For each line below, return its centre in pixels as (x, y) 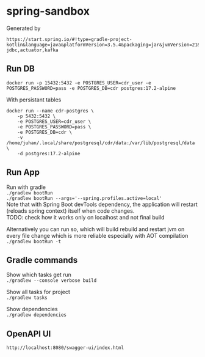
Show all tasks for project (38, 292)
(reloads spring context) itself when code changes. (70, 211)
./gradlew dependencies (37, 315)
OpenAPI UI (29, 333)
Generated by (23, 28)
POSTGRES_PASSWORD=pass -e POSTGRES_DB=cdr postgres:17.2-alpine (91, 88)
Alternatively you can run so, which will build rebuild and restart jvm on (95, 229)
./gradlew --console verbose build (52, 281)
